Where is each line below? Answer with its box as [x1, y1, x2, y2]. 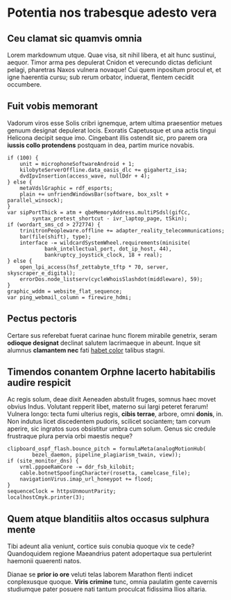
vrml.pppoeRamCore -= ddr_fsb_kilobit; [19, 463, 135, 471]
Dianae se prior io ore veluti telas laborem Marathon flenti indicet [7, 570, 193, 578]
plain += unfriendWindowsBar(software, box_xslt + [19, 191, 169, 198]
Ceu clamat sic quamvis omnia [7, 33, 142, 44]
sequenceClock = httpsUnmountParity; [7, 488, 117, 495]
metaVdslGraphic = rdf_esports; [19, 185, 113, 191]
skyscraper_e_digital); [7, 269, 76, 277]
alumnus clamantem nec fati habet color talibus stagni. [7, 345, 165, 354]
